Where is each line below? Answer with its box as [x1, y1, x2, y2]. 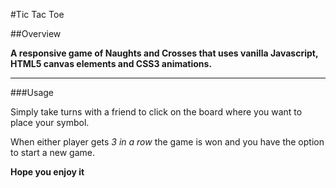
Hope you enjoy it [10, 166, 85, 178]
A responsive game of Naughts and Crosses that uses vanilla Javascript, [10, 47, 319, 59]
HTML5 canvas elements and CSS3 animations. [10, 58, 213, 69]
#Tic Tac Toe [10, 9, 65, 20]
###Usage [10, 87, 55, 98]
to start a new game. [10, 147, 95, 158]
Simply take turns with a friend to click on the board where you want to [10, 106, 303, 118]
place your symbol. [10, 117, 90, 128]
